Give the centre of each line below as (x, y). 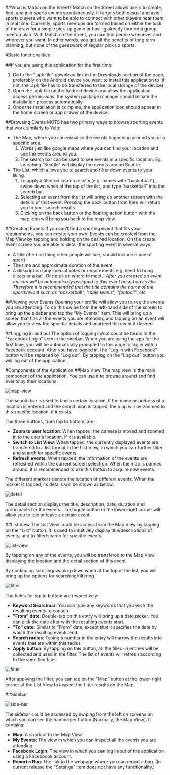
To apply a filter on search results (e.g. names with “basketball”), (88, 181)
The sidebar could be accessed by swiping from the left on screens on (79, 714)
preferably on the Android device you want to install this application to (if (89, 80)
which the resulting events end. (45, 632)
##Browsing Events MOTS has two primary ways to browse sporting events (84, 122)
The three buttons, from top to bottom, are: (50, 422)
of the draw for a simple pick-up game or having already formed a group (81, 29)
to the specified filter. (35, 659)
